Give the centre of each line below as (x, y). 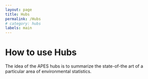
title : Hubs (17, 14)
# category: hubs (23, 23)
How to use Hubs (41, 53)
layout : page (19, 10)
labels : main (19, 28)
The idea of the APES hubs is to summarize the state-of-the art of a (74, 66)
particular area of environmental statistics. (48, 72)
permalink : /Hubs (23, 19)
